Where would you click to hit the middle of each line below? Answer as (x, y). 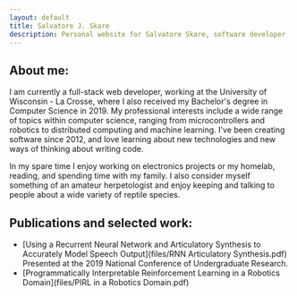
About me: (39, 70)
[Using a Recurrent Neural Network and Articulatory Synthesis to (141, 244)
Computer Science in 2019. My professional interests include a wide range (146, 111)
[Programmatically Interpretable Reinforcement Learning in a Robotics (151, 273)
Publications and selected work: (101, 223)
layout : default (39, 17)
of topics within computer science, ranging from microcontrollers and (137, 121)
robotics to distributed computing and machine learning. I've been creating (147, 130)
